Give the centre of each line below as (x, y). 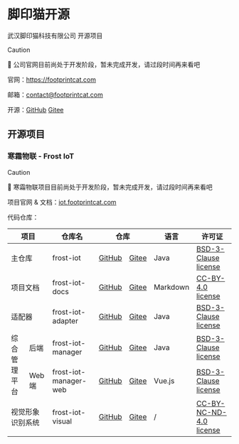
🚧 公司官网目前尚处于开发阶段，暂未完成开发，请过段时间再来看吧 (104, 64)
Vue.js (164, 381)
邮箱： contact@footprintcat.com (55, 94)
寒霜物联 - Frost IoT (41, 156)
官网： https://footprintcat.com (52, 80)
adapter (65, 320)
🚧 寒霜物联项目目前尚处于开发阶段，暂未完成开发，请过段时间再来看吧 (110, 187)
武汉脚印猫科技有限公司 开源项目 (55, 36)
